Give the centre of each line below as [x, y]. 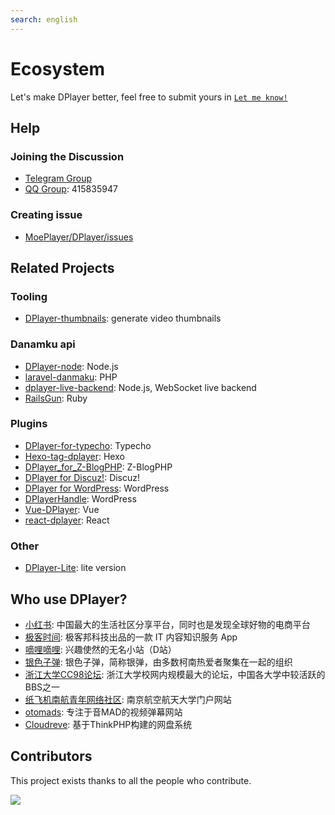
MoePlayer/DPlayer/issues [79, 237]
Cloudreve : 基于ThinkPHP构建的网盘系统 [108, 724]
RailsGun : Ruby [56, 398]
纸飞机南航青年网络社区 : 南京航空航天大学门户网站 [128, 699]
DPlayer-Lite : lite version [75, 568]
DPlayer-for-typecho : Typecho [88, 445]
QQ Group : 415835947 [71, 189]
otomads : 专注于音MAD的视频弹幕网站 [103, 712]
